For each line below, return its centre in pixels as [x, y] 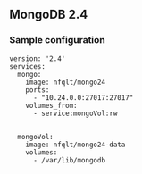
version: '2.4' [38, 58]
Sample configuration [57, 40]
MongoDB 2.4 [49, 15]
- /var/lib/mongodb [69, 160]
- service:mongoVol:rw [75, 113]
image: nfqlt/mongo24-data [75, 145]
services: [28, 66]
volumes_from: [51, 105]
